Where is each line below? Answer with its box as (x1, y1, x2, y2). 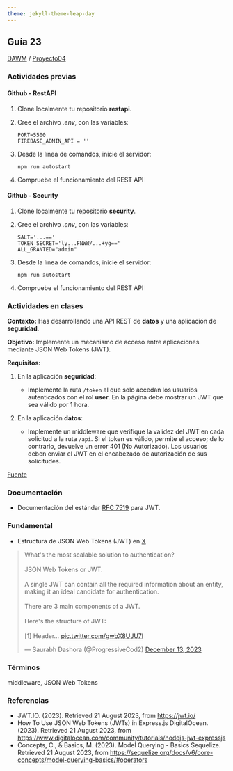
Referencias (7, 695, 49, 705)
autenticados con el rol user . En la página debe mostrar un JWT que (27, 393, 224, 402)
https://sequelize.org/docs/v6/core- (110, 749, 214, 757)
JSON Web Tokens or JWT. (24, 565, 103, 573)
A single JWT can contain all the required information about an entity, (24, 580, 224, 588)
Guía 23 (7, 36, 42, 48)
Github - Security (7, 191, 58, 200)
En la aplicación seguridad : (17, 372, 96, 381)
